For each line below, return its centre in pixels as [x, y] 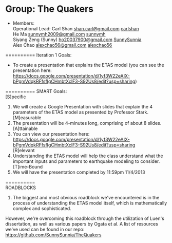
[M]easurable [27, 117]
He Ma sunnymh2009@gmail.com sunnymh [59, 34]
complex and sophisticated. [42, 208]
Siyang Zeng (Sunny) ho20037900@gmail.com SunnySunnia [77, 40]
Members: [24, 23]
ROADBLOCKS [21, 188]
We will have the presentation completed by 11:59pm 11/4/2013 [79, 172]
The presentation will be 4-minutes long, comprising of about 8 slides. [87, 123]
